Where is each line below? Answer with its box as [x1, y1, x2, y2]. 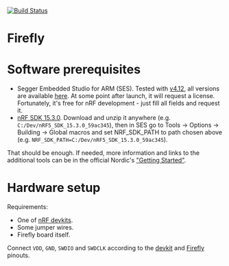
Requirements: [7, 203, 48, 211]
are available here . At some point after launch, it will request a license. [16, 92, 215, 100]
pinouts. [7, 251, 30, 260]
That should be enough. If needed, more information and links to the [7, 149, 200, 157]
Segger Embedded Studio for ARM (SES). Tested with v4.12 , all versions [16, 84, 220, 93]
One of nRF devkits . [16, 216, 73, 224]
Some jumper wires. [16, 223, 74, 232]
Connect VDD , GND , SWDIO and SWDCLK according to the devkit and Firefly [7, 244, 204, 252]
